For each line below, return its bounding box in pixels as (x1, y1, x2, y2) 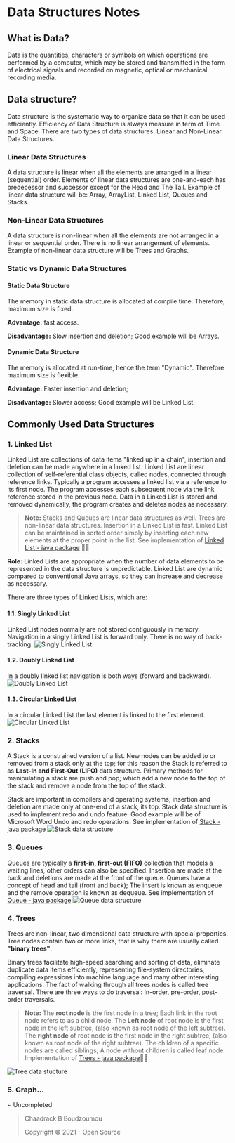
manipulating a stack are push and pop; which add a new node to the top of (7, 774, 226, 783)
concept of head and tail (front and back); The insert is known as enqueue (7, 881, 222, 889)
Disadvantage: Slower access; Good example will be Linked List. (7, 398, 195, 406)
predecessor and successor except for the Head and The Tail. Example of (7, 183, 221, 192)
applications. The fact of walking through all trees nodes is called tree (7, 980, 209, 988)
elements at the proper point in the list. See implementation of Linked (24, 536, 224, 544)
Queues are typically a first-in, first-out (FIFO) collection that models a (7, 858, 213, 867)
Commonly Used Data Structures (7, 419, 154, 431)
